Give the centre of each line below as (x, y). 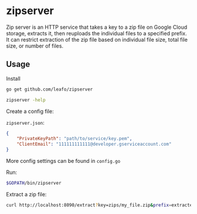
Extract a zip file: (26, 194)
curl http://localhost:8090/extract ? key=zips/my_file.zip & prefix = (89, 205)
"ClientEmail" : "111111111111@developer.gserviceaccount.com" (94, 144)
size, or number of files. (35, 46)
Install (13, 78)
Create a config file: (30, 111)
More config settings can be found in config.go (63, 161)
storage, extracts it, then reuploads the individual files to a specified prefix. (96, 33)
